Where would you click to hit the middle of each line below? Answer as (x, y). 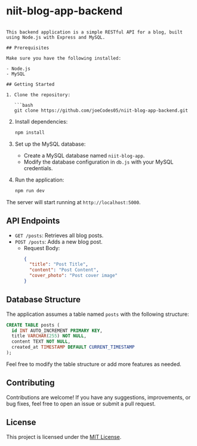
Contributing (30, 383)
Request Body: (42, 248)
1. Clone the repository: (38, 95)
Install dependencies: (41, 121)
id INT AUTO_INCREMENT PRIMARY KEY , (57, 330)
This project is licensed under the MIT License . (64, 436)
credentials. (38, 168)
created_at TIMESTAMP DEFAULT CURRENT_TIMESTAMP (73, 347)
